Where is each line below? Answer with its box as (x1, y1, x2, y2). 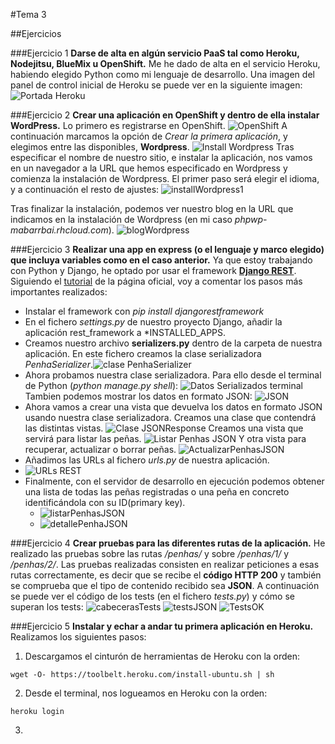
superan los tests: (10, 601, 84, 613)
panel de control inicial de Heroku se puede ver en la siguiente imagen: (10, 79, 303, 91)
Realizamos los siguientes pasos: (10, 631, 147, 643)
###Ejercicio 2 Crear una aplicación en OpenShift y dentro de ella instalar (10, 109, 320, 121)
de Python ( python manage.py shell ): (24, 380, 179, 391)
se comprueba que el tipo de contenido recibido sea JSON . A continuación (10, 580, 320, 591)
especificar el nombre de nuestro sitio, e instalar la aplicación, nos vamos (10, 152, 313, 163)
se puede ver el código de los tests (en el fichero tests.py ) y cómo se (10, 590, 295, 602)
